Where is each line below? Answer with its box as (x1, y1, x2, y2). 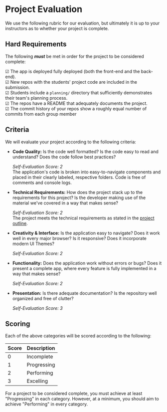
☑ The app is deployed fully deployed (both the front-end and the (5, 68, 140, 74)
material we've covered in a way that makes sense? (12, 199, 119, 206)
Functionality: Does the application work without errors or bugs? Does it (12, 260, 162, 266)
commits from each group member (5, 111, 77, 117)
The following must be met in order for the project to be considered (5, 53, 144, 59)
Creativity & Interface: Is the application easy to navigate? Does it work (12, 230, 161, 236)
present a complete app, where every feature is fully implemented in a (12, 265, 157, 271)
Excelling (26, 377, 48, 384)
